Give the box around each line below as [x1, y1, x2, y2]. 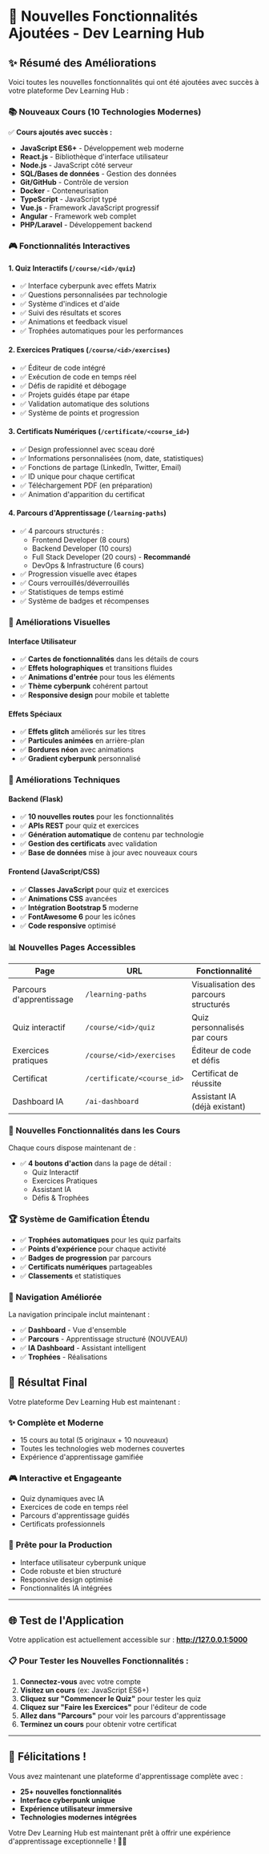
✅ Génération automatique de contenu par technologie [19, 830, 204, 840]
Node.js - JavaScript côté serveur [19, 160, 134, 171]
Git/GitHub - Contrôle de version [19, 178, 129, 187]
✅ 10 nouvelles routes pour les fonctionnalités [19, 812, 175, 821]
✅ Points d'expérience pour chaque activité [19, 1244, 167, 1254]
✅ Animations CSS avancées [19, 893, 118, 903]
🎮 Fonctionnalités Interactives [8, 240, 130, 251]
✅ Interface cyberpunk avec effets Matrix [19, 281, 157, 291]
